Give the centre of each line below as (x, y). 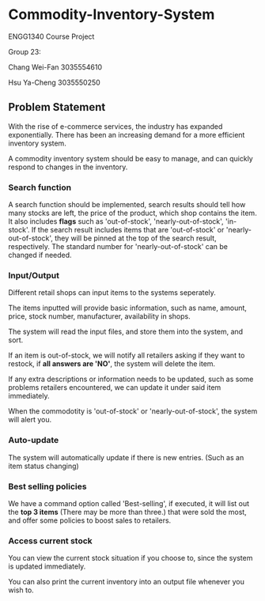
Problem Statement (57, 107)
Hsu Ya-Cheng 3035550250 (54, 82)
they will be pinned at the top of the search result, (135, 238)
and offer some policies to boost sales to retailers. (90, 520)
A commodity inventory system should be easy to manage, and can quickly (131, 158)
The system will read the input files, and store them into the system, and (126, 332)
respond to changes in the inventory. (68, 167)
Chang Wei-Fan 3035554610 (55, 67)
